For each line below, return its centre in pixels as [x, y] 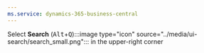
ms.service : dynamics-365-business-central [73, 14]
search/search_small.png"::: [48, 41]
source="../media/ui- [167, 34]
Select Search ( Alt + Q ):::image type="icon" [71, 34]
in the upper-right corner [127, 41]
